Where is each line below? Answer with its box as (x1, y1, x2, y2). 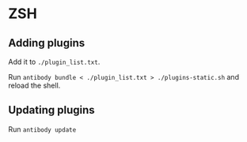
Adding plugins (8, 36, 85, 50)
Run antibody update (8, 124, 77, 134)
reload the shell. (8, 80, 61, 90)
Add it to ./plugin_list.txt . (8, 57, 101, 66)
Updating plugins (8, 103, 95, 117)
